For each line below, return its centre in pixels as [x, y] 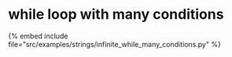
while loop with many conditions [116, 14]
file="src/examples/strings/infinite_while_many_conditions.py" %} [115, 44]
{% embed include [38, 36]
